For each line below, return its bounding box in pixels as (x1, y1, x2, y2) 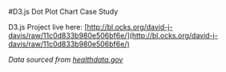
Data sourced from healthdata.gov (8, 55, 123, 64)
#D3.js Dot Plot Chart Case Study (8, 7, 119, 16)
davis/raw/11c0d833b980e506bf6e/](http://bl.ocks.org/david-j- (8, 31, 218, 40)
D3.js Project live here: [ (8, 22, 87, 31)
